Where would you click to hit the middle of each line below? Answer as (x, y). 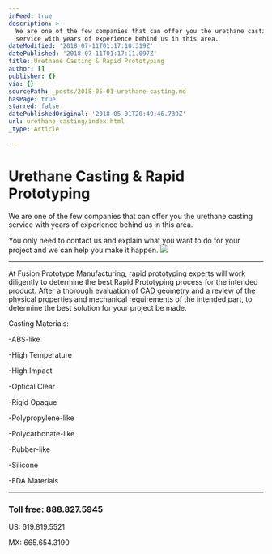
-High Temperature (40, 354)
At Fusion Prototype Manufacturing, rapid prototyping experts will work (127, 273)
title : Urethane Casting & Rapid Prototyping (86, 62)
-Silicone (23, 465)
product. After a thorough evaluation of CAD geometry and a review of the (132, 290)
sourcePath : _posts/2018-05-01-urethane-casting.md (97, 91)
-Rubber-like (30, 449)
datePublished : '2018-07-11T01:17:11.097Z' (83, 54)
